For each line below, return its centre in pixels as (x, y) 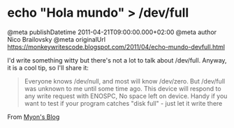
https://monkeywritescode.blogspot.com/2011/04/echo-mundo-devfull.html (116, 47)
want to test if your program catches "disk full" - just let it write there (123, 103)
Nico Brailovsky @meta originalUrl (57, 39)
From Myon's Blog (34, 117)
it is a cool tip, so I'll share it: (48, 67)
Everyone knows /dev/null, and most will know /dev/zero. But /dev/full (125, 81)
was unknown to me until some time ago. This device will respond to (123, 88)
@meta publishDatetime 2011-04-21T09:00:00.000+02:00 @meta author (112, 32)
